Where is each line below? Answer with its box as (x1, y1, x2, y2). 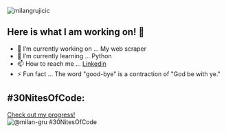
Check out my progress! (7, 110, 76, 119)
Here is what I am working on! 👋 (7, 26, 145, 38)
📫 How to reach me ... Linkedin (16, 59, 106, 68)
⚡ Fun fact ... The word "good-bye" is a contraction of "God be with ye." (16, 69, 221, 78)
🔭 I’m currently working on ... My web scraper (16, 45, 146, 53)
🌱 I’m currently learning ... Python (16, 51, 112, 60)
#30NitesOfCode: (7, 93, 85, 104)
